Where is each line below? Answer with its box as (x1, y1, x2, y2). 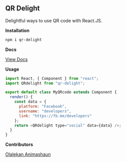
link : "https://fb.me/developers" (18, 113, 92, 118)
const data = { (14, 99, 47, 105)
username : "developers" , (18, 109, 72, 114)
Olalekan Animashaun (5, 151, 51, 157)
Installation (5, 27, 29, 34)
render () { (10, 94, 33, 100)
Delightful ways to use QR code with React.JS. (5, 17, 103, 23)
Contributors (5, 142, 34, 148)
